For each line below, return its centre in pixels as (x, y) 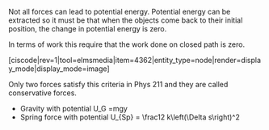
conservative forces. (42, 93)
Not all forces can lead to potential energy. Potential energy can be (120, 12)
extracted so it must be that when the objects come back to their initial (126, 20)
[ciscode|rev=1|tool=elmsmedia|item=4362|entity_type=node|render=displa (134, 60)
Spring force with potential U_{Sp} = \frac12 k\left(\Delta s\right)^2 (130, 117)
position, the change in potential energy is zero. (88, 29)
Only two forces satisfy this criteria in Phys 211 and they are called (118, 84)
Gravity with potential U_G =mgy (74, 109)
